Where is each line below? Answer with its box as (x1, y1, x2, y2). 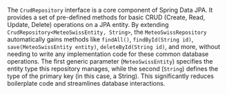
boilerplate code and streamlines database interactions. (7, 79, 166, 87)
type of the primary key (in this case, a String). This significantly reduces (7, 72, 214, 80)
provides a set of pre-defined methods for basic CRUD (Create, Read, (7, 13, 206, 21)
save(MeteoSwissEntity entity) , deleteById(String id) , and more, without (7, 43, 221, 50)
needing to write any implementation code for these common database (7, 50, 209, 58)
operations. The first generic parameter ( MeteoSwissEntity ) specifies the (7, 57, 213, 65)
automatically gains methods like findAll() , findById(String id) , (7, 35, 194, 44)
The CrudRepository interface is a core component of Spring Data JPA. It (7, 6, 213, 14)
